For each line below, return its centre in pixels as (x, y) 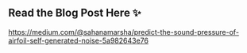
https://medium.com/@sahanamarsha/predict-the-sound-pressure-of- (124, 32)
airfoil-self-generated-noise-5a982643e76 (79, 40)
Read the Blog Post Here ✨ (75, 13)
